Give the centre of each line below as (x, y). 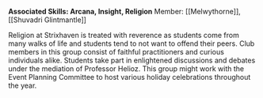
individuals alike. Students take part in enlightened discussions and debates (132, 60)
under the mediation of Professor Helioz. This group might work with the (126, 69)
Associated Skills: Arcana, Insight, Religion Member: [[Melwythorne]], (125, 11)
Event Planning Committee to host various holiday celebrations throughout (130, 77)
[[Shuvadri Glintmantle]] (48, 20)
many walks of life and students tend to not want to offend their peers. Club (131, 43)
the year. (23, 85)
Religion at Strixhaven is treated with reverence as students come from (124, 35)
